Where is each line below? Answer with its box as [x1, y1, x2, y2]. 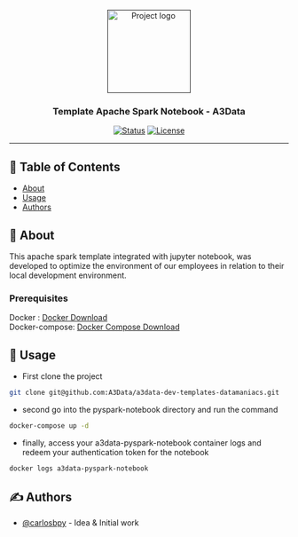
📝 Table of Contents [9, 159, 121, 174]
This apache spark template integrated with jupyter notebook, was [9, 250, 252, 262]
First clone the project [21, 371, 103, 382]
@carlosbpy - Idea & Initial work [21, 517, 139, 528]
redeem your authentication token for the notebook [21, 446, 209, 457]
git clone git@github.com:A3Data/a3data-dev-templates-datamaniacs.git [9, 388, 279, 398]
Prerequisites [9, 292, 68, 304]
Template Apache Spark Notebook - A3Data [52, 105, 246, 117]
